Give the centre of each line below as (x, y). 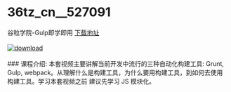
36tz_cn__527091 (59, 12)
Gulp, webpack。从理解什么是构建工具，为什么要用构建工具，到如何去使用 (115, 72)
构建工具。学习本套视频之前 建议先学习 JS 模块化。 (81, 81)
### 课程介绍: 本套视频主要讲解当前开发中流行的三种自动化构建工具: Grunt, (116, 63)
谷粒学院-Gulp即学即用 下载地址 (53, 32)
